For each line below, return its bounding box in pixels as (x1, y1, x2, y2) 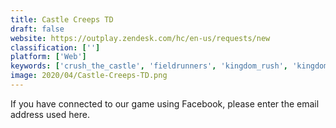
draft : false (10, 24, 65, 34)
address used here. (10, 108, 90, 120)
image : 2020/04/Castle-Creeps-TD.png (10, 71, 168, 81)
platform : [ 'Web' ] (10, 52, 87, 62)
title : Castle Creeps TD (10, 14, 114, 25)
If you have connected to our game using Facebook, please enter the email (10, 97, 320, 110)
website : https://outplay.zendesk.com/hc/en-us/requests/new (10, 33, 271, 43)
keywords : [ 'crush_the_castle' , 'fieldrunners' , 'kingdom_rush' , (10, 61, 288, 71)
